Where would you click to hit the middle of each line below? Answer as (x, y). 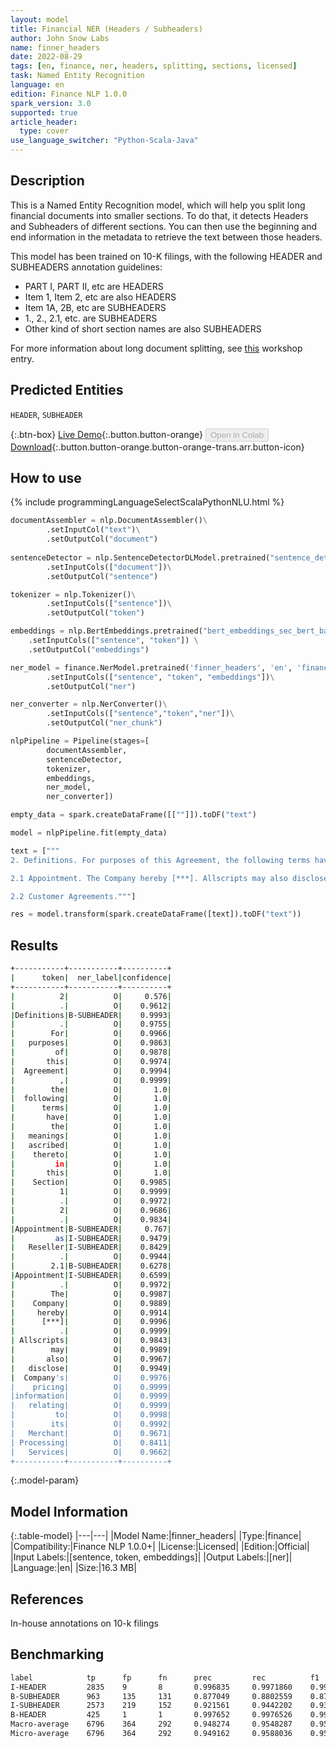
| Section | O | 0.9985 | (91, 1182)
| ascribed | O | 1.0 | (91, 1145)
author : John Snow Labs (60, 38)
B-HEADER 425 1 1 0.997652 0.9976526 (151, 1715)
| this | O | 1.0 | (91, 1173)
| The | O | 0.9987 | (91, 1294)
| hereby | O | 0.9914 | (91, 1312)
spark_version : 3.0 (51, 103)
